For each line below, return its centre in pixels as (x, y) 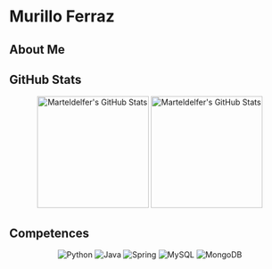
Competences (49, 233)
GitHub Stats (45, 79)
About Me (37, 50)
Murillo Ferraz (62, 17)
